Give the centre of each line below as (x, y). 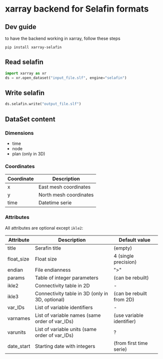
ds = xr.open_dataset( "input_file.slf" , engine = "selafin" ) (66, 78)
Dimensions (19, 133)
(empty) (123, 248)
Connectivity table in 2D (62, 285)
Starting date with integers (65, 346)
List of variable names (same (68, 315)
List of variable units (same (66, 329)
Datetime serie (55, 203)
